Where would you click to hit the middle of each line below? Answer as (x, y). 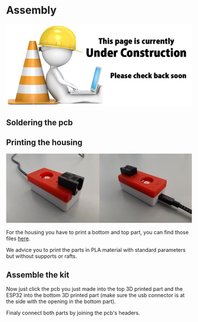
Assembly (32, 10)
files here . (18, 238)
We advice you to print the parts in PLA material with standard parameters (96, 250)
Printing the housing (44, 143)
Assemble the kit (38, 275)
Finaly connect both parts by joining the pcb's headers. (73, 313)
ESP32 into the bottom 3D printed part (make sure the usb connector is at (95, 296)
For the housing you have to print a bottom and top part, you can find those (98, 233)
